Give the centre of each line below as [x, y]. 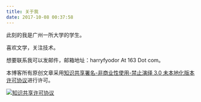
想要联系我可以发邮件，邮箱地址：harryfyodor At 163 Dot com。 [85, 60]
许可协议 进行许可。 [30, 80]
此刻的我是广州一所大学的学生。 [45, 35]
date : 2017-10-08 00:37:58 [40, 17]
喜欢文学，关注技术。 [32, 47]
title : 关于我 [22, 12]
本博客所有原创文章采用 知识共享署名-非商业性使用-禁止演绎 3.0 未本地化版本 [100, 72]
